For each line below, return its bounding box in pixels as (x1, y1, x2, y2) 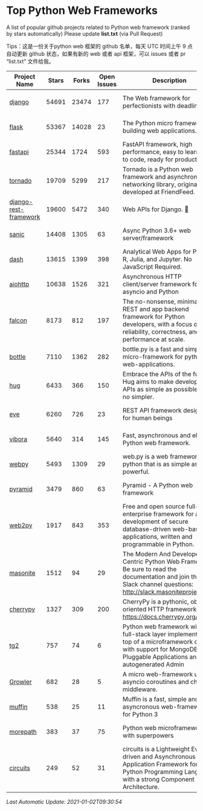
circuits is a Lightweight (123, 744, 190, 753)
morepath (9, 727, 37, 735)
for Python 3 (123, 710, 158, 718)
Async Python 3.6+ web (123, 226, 192, 235)
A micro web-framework (123, 669, 193, 678)
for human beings (123, 414, 173, 422)
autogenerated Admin (123, 660, 184, 668)
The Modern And (123, 550, 171, 558)
